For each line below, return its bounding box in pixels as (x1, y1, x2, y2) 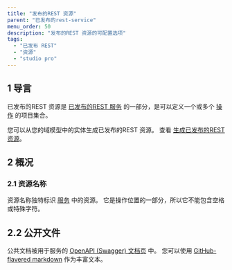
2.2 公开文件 (7, 226, 61, 239)
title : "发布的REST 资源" (7, 10, 77, 17)
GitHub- (193, 246, 217, 255)
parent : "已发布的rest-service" (7, 17, 97, 24)
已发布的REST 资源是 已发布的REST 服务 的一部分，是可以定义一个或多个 (7, 102, 215, 111)
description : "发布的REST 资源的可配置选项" (7, 29, 127, 37)
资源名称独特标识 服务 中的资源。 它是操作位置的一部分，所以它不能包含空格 (7, 196, 225, 204)
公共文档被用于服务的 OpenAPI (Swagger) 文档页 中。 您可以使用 (7, 246, 193, 255)
